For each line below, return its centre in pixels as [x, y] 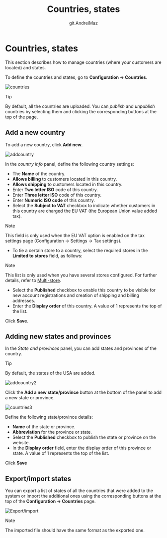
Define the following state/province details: [49, 417]
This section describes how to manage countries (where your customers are [83, 62]
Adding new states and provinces [58, 336]
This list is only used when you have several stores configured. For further [81, 275]
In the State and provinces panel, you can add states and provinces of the [81, 348]
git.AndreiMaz [83, 23]
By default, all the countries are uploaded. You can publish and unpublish [80, 106]
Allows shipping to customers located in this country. [67, 184]
